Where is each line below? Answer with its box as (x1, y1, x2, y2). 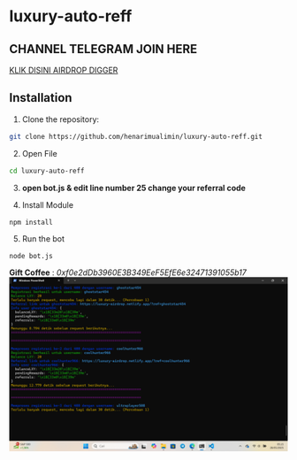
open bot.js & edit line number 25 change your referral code (21, 182, 246, 193)
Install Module (21, 199, 73, 210)
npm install (9, 218, 53, 226)
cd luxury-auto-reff (9, 166, 86, 175)
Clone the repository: (21, 113, 100, 125)
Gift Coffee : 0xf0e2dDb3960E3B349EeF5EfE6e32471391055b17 (9, 267, 247, 278)
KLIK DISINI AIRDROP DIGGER (9, 65, 118, 75)
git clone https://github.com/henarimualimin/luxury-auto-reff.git (9, 132, 263, 141)
